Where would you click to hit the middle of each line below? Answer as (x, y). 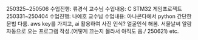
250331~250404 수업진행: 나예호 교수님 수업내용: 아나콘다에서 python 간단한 (99, 16)
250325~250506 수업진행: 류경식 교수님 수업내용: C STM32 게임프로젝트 (94, 9)
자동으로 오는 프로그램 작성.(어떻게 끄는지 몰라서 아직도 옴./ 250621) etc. (93, 31)
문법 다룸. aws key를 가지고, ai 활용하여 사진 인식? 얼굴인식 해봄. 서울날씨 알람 (99, 24)
